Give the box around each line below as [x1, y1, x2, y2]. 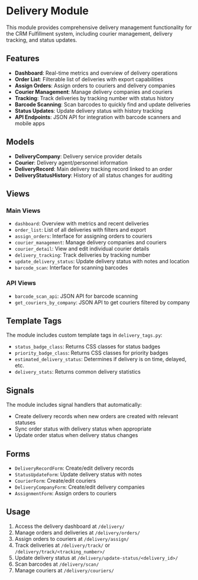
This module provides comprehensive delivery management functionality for [6, 24, 192, 31]
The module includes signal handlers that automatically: [6, 401, 142, 409]
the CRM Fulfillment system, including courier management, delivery [6, 30, 173, 37]
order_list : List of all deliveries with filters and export [14, 227, 147, 234]
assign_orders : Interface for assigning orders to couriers [14, 232, 152, 240]
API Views [6, 279, 37, 287]
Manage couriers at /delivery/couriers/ [14, 566, 114, 573]
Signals [6, 385, 34, 396]
